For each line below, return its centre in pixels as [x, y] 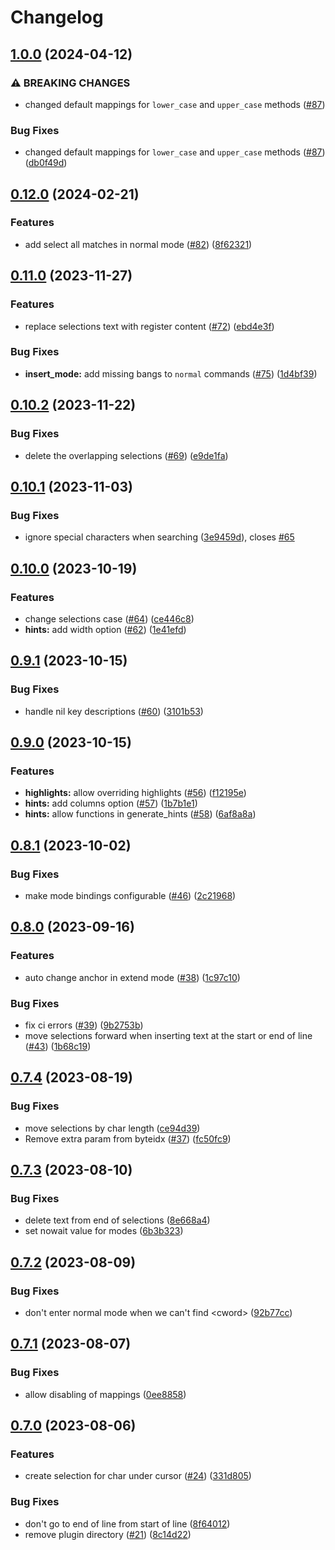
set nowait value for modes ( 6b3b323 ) [104, 1231]
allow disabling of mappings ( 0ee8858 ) [105, 1394]
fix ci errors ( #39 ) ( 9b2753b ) [84, 1025]
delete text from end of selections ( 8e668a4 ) [117, 1220]
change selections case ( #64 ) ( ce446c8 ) [109, 618]
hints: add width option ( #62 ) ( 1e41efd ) [105, 629]
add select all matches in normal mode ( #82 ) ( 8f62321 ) [138, 244]
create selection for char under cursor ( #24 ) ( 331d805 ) [138, 1476]
